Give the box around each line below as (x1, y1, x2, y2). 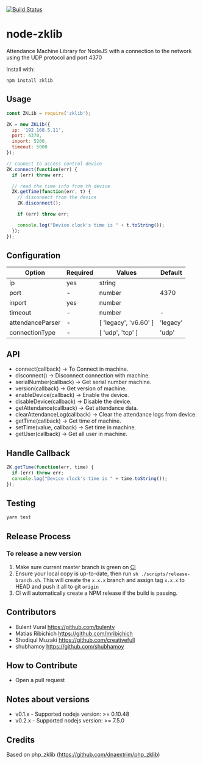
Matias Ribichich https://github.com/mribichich (15, 630, 133, 637)
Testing (6, 498, 36, 508)
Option (24, 269, 46, 277)
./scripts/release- (141, 571, 190, 577)
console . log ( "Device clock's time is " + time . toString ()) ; (12, 475, 168, 482)
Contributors (6, 607, 57, 617)
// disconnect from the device (17, 194, 97, 201)
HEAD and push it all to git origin (15, 583, 99, 590)
